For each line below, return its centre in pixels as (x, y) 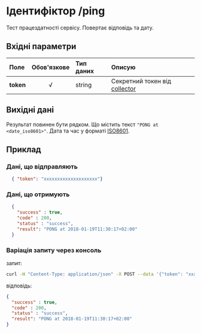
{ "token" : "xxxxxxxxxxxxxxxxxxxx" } (57, 179)
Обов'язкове (51, 67)
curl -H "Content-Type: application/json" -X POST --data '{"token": (95, 274)
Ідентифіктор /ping (56, 11)
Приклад (24, 149)
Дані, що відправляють (42, 166)
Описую (123, 67)
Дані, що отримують (38, 194)
